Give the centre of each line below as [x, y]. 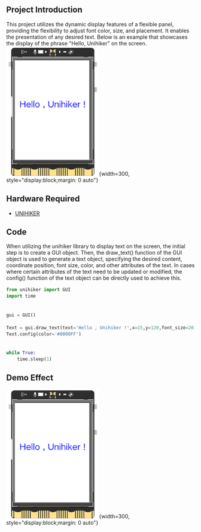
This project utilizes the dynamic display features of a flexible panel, [90, 24]
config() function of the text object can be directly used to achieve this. [94, 278]
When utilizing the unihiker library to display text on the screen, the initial [96, 246]
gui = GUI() [21, 315]
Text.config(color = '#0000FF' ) [44, 334]
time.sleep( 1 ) [34, 359]
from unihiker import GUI [38, 290]
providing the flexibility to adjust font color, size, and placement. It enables [98, 30]
